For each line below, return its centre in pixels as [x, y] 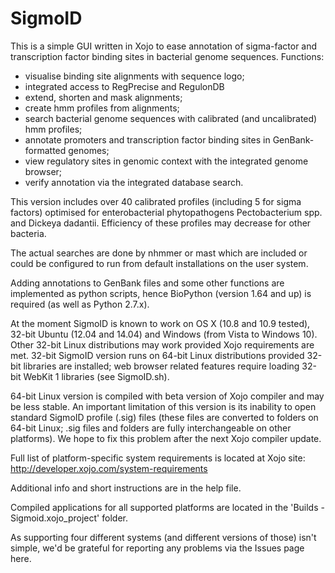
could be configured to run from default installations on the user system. [159, 263]
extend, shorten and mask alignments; [103, 97]
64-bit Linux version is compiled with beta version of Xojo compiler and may [167, 396]
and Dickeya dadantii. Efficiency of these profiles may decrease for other [161, 223]
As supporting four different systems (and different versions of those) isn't [163, 537]
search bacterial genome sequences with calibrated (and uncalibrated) [171, 118]
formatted [45, 150]
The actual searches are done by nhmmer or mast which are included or [159, 253]
